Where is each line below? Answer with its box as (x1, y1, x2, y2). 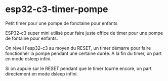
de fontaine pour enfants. (5, 35, 58, 41)
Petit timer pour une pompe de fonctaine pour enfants (5, 20, 118, 26)
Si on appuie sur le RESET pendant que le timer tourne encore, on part (5, 65, 152, 71)
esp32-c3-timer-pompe (5, 4, 108, 15)
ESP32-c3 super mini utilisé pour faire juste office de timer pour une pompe (5, 30, 163, 36)
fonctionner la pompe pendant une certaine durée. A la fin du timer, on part (5, 50, 162, 56)
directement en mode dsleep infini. (5, 70, 78, 76)
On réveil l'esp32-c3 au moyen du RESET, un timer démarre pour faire (5, 45, 151, 51)
